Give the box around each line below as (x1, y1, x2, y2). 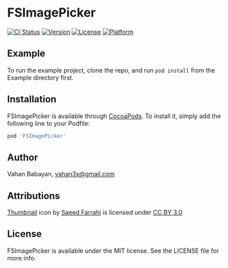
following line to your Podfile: (7, 119, 91, 127)
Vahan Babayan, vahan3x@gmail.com (7, 170, 115, 178)
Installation (7, 93, 57, 105)
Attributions (7, 190, 61, 202)
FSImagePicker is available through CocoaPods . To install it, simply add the (7, 112, 221, 120)
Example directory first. (7, 73, 74, 82)
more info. (7, 253, 37, 262)
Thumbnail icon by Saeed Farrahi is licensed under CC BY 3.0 (7, 209, 183, 217)
